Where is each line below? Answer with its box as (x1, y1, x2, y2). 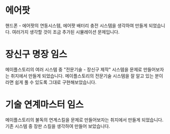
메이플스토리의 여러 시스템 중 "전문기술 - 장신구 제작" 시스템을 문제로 (5, 66, 142, 72)
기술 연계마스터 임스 (5, 99, 84, 111)
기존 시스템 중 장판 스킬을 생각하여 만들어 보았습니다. (5, 123, 110, 129)
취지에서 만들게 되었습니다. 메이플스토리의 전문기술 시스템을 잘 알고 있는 (10, 72, 154, 79)
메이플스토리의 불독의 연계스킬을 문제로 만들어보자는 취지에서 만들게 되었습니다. (5, 117, 164, 123)
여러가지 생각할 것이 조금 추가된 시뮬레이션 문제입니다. (12, 29, 120, 35)
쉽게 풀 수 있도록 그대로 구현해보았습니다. (14, 79, 97, 85)
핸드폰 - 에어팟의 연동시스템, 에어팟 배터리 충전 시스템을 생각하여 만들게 (5, 22, 148, 29)
